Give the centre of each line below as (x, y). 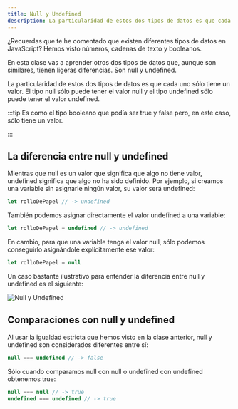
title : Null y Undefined (44, 14)
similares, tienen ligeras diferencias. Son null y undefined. (92, 70)
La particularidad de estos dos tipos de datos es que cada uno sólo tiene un (119, 83)
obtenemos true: (32, 379)
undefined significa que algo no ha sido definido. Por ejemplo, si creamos (115, 181)
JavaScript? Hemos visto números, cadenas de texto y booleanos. (104, 48)
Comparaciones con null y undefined (91, 320)
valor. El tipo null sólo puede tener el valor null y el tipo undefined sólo (110, 91)
